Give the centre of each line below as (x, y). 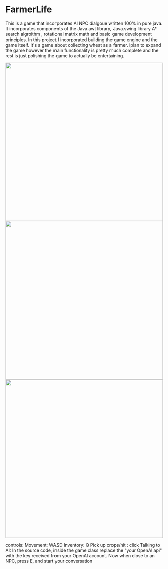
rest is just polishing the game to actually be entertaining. (65, 55)
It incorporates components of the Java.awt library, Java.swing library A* (81, 28)
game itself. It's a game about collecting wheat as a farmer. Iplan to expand (83, 45)
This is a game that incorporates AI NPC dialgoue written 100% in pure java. (84, 23)
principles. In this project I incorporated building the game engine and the (81, 40)
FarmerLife (29, 9)
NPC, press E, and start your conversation (49, 561)
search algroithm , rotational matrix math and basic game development (79, 34)
